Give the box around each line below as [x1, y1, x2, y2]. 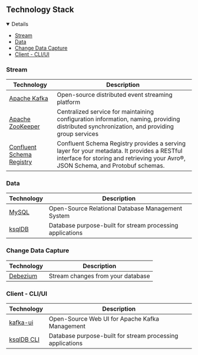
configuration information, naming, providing [57, 115, 180, 123]
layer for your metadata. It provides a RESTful [57, 147, 183, 155]
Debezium [9, 272, 37, 280]
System [49, 212, 70, 220]
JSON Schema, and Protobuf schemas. [57, 162, 165, 170]
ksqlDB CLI [9, 336, 40, 343]
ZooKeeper [9, 122, 40, 131]
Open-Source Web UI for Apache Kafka [49, 315, 159, 323]
